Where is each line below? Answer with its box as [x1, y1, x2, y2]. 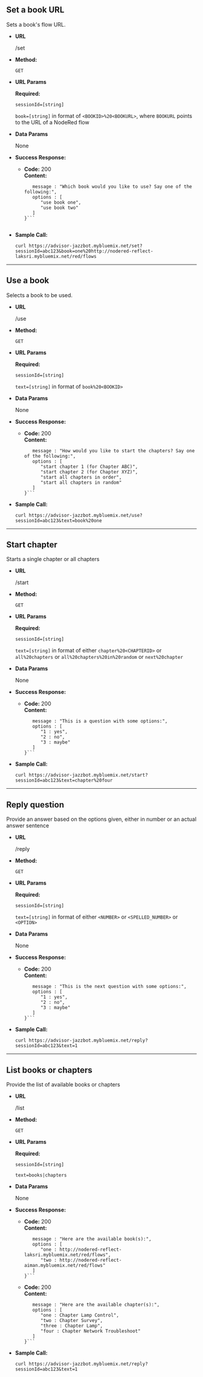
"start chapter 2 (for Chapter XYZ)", [40, 469, 138, 475]
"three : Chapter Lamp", [40, 1323, 103, 1329]
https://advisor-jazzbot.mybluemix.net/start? [28, 772, 148, 778]
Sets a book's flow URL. [6, 21, 66, 28]
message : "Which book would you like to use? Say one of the [32, 184, 192, 190]
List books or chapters [6, 1065, 92, 1075]
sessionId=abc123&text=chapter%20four [14, 777, 113, 784]
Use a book [6, 275, 50, 286]
